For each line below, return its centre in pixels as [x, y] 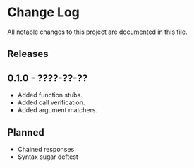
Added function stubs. [50, 95]
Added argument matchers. [57, 110]
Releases [28, 54]
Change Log [43, 12]
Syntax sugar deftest [48, 157]
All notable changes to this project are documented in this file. [97, 32]
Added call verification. [51, 102]
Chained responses [46, 149]
